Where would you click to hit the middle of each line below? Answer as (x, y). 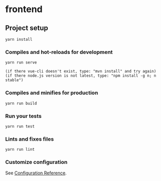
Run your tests (23, 116)
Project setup (27, 28)
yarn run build (21, 103)
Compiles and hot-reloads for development (59, 52)
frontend (24, 9)
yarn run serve (21, 63)
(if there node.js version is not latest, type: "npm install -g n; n (81, 76)
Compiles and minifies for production (52, 93)
